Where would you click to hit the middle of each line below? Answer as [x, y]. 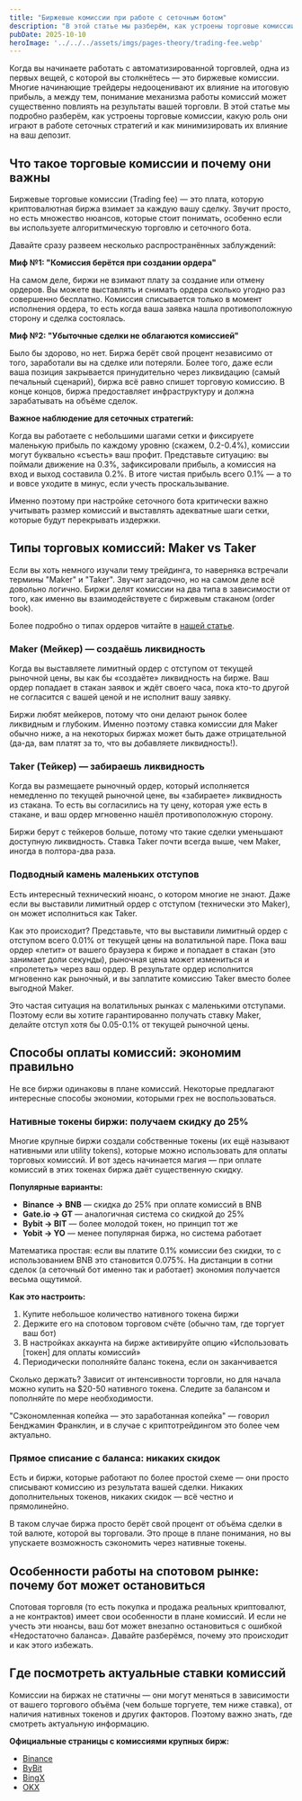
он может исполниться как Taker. [73, 913]
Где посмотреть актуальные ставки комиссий [147, 1673]
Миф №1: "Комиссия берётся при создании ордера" [113, 263]
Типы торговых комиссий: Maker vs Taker [133, 548]
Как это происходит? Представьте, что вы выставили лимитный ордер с [149, 931]
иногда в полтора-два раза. [63, 851]
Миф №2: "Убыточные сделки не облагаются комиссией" [124, 336]
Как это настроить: [48, 1297]
